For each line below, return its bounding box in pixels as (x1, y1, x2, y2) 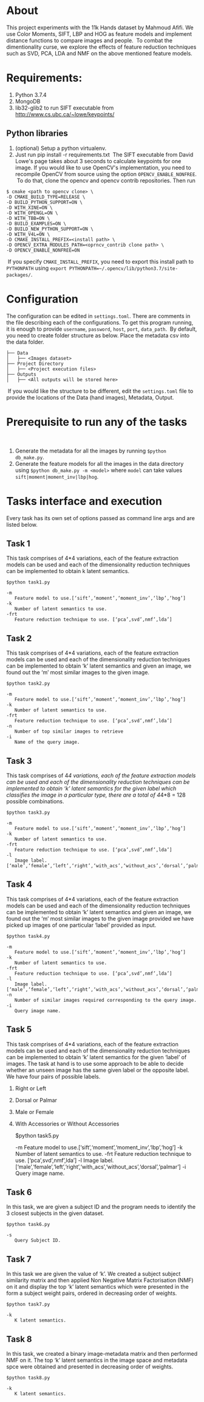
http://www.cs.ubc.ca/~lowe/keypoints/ (15, 110, 115, 118)
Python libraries (6, 129, 69, 139)
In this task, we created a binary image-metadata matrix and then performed (6, 1350, 198, 1357)
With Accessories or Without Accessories (15, 1120, 120, 1127)
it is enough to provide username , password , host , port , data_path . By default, (6, 325, 197, 333)
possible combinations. (6, 797, 65, 805)
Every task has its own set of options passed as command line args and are (6, 514, 195, 521)
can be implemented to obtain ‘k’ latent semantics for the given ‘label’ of (6, 1053, 187, 1060)
